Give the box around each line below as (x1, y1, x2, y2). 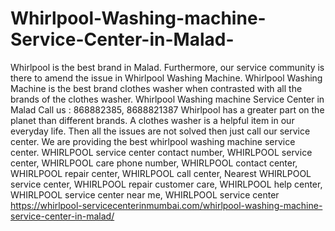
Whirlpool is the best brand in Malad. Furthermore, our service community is (10, 61, 325, 73)
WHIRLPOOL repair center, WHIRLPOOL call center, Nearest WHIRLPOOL (10, 167, 312, 179)
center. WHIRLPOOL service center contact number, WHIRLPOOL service (10, 146, 313, 158)
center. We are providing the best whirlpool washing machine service (10, 135, 296, 147)
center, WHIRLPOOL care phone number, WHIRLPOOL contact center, (10, 157, 298, 169)
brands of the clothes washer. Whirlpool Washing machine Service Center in (10, 93, 325, 105)
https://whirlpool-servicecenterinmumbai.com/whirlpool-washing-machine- (10, 199, 323, 211)
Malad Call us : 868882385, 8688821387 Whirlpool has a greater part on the (10, 103, 325, 116)
